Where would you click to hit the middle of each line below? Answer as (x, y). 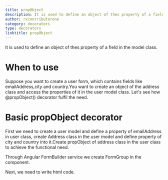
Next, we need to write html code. (40, 172)
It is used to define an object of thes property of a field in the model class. (81, 47)
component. (17, 162)
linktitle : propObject (29, 33)
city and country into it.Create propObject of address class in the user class (83, 142)
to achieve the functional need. (37, 147)
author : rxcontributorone (32, 19)
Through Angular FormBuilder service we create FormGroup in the (73, 157)
